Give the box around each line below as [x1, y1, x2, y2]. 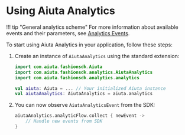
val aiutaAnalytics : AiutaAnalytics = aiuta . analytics [14, 91, 153, 97]
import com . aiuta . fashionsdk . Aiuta [14, 63, 103, 70]
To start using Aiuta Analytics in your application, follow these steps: [6, 41, 173, 48]
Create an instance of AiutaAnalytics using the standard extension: [14, 52, 180, 59]
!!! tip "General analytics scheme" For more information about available [6, 23, 178, 31]
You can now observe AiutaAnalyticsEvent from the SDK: [14, 102, 155, 109]
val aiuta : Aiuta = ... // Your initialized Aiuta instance [14, 85, 166, 92]
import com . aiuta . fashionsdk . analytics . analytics [14, 75, 140, 80]
